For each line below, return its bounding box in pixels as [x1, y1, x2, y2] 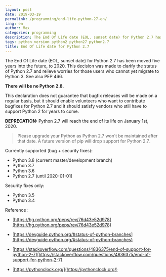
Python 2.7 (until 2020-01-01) [12, 173, 73, 179]
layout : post [5, 7, 32, 12]
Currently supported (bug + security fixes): [5, 147, 93, 153]
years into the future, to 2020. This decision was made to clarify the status [5, 63, 157, 69]
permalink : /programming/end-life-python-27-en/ [5, 16, 107, 21]
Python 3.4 [12, 197, 35, 203]
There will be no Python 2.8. [5, 83, 64, 89]
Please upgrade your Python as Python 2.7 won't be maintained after [17, 133, 158, 138]
